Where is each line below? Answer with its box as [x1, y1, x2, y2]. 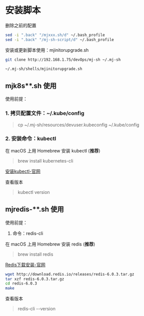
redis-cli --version [17, 306, 56, 312]
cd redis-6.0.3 [5, 281, 37, 286]
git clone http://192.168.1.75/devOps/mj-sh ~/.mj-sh [5, 57, 121, 62]
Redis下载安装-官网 [5, 261, 45, 267]
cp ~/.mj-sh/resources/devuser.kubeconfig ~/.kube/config [17, 122, 140, 128]
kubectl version [17, 189, 50, 195]
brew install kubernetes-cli [17, 157, 73, 164]
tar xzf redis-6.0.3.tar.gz [5, 276, 65, 282]
